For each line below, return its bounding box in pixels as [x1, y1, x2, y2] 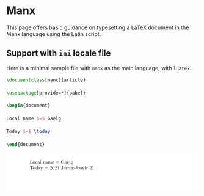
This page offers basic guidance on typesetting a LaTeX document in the [6, 24, 189, 31]
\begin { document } [6, 103, 51, 109]
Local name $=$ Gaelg [6, 115, 62, 122]
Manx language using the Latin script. [6, 30, 101, 37]
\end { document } [6, 141, 45, 147]
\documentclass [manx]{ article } [6, 77, 86, 83]
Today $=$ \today [6, 128, 51, 134]
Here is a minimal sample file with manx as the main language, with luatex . [6, 64, 192, 71]
